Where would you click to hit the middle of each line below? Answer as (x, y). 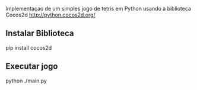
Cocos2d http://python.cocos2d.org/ (50, 15)
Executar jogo (32, 67)
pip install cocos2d (29, 47)
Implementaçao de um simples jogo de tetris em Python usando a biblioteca (98, 9)
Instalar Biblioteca (40, 33)
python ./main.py (26, 81)
